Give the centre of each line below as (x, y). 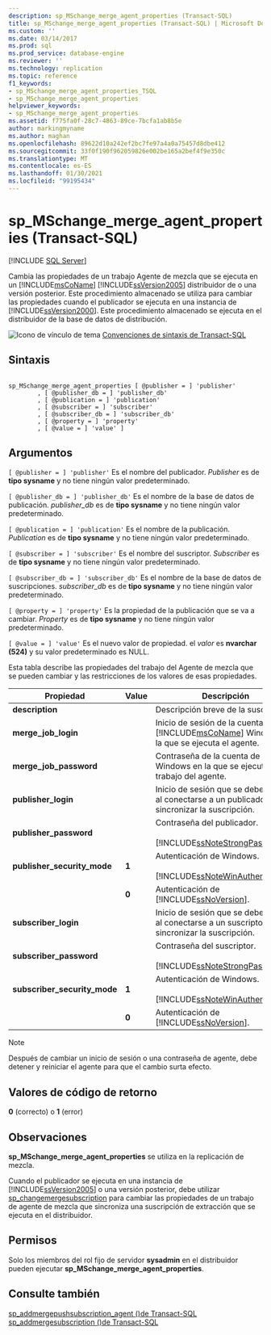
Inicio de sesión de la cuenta (209, 723)
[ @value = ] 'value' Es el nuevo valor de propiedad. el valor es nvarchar (133, 644)
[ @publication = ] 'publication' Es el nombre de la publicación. (119, 529)
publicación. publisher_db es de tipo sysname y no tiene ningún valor (124, 505)
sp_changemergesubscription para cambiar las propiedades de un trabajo (131, 1198)
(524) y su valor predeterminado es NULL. (79, 652)
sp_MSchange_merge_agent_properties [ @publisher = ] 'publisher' (122, 386)
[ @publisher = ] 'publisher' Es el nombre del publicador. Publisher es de (134, 472)
